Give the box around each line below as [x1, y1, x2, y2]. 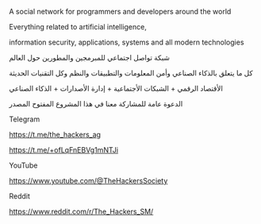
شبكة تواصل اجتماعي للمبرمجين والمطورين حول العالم [9, 53, 170, 62]
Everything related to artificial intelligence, [9, 22, 148, 31]
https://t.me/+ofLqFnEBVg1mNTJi [9, 145, 118, 154]
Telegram [9, 114, 40, 124]
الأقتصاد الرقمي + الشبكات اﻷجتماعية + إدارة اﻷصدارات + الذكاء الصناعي [9, 83, 223, 93]
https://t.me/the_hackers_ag [9, 130, 102, 139]
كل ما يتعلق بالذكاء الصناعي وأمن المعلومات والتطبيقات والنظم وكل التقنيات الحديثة [9, 68, 253, 78]
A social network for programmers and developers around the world [9, 7, 232, 16]
